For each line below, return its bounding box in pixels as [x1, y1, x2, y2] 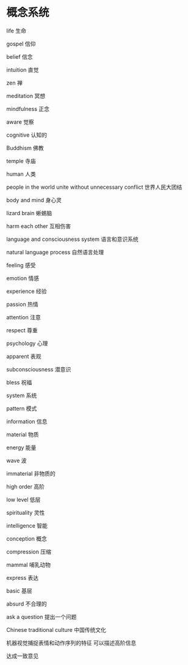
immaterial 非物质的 [6, 469, 56, 477]
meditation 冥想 [6, 92, 46, 99]
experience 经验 [6, 287, 47, 295]
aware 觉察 [6, 118, 35, 126]
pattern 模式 [6, 405, 37, 412]
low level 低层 [6, 496, 41, 503]
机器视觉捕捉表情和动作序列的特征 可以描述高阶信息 [6, 639, 136, 647]
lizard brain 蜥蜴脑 [6, 209, 52, 216]
